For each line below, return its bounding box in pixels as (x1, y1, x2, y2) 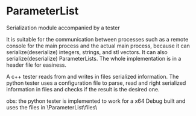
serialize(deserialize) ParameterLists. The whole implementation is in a (6, 55, 182, 62)
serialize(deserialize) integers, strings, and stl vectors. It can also (6, 48, 168, 55)
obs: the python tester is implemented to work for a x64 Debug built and (6, 97, 186, 105)
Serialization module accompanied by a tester (6, 24, 120, 31)
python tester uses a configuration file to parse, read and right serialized (6, 79, 186, 87)
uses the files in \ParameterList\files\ (6, 103, 98, 111)
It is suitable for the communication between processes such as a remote (6, 35, 189, 43)
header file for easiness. (6, 61, 67, 69)
